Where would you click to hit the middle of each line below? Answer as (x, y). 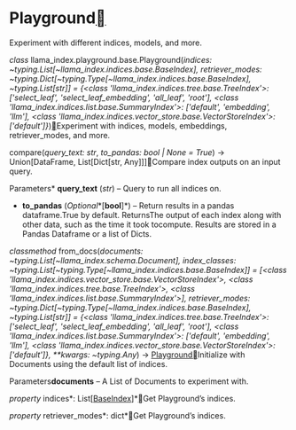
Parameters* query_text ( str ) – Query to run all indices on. (115, 188)
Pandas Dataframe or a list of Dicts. (87, 233)
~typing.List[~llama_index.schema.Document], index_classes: (123, 260)
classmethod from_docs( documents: (76, 251)
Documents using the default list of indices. (89, 364)
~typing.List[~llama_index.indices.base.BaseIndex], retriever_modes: (136, 69)
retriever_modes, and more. (60, 135)
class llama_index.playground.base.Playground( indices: (111, 59)
